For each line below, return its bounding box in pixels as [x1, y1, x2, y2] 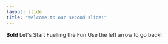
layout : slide [6, 8, 42, 15]
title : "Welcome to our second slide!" [6, 14, 107, 20]
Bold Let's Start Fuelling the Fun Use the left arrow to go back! [6, 31, 163, 38]
